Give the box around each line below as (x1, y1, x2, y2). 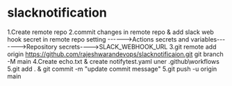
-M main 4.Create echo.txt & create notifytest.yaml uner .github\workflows (7, 57, 220, 65)
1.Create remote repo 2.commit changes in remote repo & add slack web (7, 28, 214, 36)
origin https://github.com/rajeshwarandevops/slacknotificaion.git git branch (7, 50, 224, 58)
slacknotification (7, 5, 108, 21)
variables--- (190, 35, 226, 43)
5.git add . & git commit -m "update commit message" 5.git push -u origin (7, 64, 217, 73)
